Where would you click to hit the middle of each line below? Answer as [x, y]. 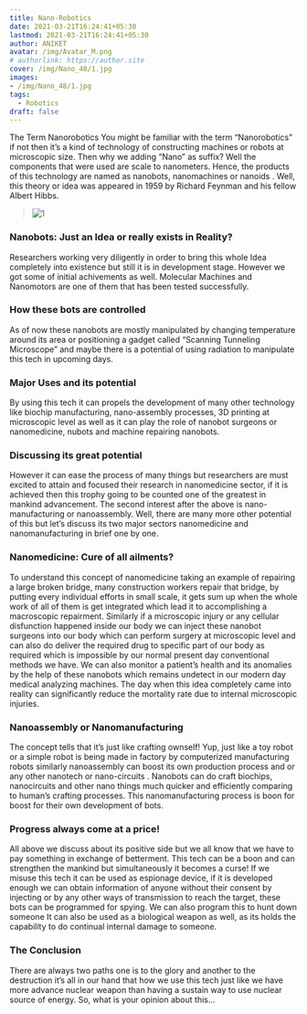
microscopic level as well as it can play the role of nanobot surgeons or [143, 422]
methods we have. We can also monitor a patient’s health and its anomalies [151, 665]
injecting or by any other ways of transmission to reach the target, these [145, 898]
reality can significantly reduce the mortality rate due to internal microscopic [153, 694]
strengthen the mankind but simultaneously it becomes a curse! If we [139, 869]
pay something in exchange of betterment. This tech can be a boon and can [152, 859]
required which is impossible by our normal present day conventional [139, 655]
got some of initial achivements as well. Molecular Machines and [131, 276]
